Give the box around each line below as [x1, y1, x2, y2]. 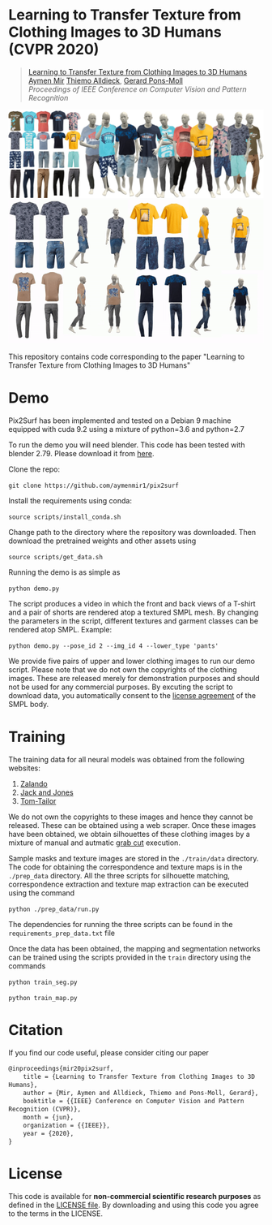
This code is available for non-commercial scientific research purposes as [8, 1191, 261, 1201]
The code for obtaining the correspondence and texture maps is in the [8, 862, 243, 872]
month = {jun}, [23, 1113, 74, 1121]
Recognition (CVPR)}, [8, 1105, 82, 1113]
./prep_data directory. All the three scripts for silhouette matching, [8, 870, 231, 880]
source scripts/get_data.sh [8, 553, 104, 561]
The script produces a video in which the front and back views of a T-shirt [8, 598, 257, 608]
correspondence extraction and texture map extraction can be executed [8, 879, 249, 889]
